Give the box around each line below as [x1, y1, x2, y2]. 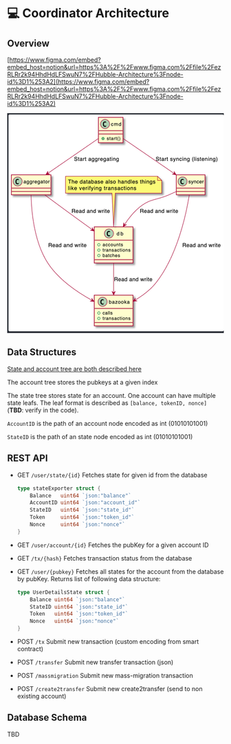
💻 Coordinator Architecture [7, 5, 170, 21]
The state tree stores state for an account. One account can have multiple [7, 391, 217, 399]
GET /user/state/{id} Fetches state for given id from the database [16, 471, 208, 479]
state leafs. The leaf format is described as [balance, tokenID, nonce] [7, 398, 208, 407]
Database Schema [7, 712, 87, 723]
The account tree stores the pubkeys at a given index [7, 378, 158, 386]
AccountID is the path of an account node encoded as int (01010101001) [7, 419, 208, 427]
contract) [16, 645, 43, 653]
